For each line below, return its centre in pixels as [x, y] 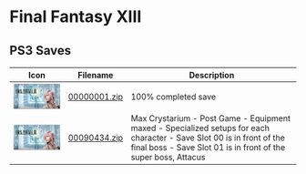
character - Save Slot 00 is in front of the [208, 138]
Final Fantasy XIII [76, 17]
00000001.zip [96, 97]
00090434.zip [96, 138]
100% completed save [173, 97]
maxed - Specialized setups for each [200, 128]
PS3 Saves [40, 51]
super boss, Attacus [168, 158]
